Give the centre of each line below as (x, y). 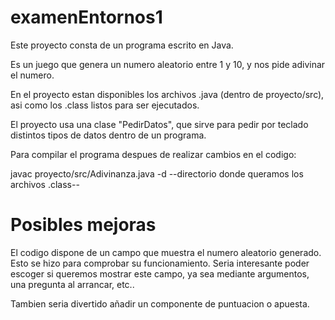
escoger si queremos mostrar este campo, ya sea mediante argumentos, (160, 273)
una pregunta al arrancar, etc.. (72, 284)
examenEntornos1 (86, 17)
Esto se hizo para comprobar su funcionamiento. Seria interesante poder (160, 263)
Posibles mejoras (83, 225)
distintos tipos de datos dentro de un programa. (108, 135)
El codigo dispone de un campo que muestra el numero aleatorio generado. (166, 252)
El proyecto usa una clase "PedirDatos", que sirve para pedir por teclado (159, 124)
